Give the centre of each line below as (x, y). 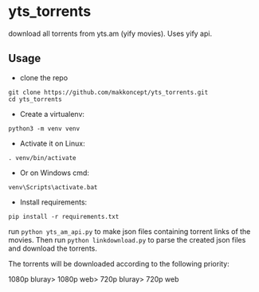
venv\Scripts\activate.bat (53, 187)
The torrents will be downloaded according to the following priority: (119, 263)
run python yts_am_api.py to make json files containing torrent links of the (129, 231)
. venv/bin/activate (43, 158)
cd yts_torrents (35, 99)
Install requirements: (53, 202)
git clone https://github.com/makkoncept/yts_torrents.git (108, 92)
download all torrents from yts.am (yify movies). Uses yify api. (110, 33)
